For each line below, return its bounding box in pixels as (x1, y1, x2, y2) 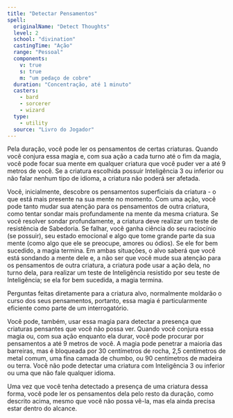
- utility (19, 119, 49, 127)
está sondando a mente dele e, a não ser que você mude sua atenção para (7, 254, 221, 262)
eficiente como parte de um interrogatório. (7, 304, 129, 312)
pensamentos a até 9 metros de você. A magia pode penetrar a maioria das (7, 340, 223, 348)
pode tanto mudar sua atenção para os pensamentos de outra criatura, (7, 202, 210, 211)
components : (13, 55, 49, 62)
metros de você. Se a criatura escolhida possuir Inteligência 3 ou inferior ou (7, 167, 224, 175)
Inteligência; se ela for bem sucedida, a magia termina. (7, 276, 164, 284)
